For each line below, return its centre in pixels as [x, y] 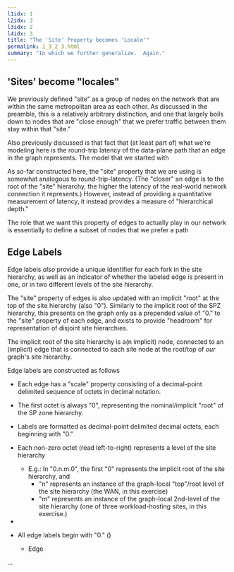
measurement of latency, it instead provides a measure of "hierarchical [110, 201]
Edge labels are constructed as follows [63, 370]
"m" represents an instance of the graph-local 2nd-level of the [129, 499]
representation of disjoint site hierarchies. [68, 328]
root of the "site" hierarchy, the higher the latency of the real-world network [117, 186]
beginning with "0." [45, 434]
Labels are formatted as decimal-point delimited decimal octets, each [118, 426]
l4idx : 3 [20, 34]
